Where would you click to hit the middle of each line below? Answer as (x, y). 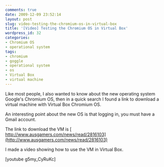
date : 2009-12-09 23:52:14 (33, 14)
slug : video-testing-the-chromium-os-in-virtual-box (61, 24)
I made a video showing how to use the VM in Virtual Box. (64, 149)
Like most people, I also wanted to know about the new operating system (80, 93)
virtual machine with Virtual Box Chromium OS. (53, 104)
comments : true (21, 10)
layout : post (19, 19)
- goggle (14, 61)
